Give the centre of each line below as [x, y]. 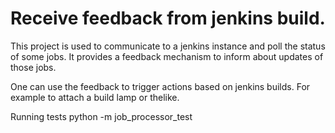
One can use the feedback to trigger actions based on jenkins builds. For [160, 86]
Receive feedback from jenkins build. [168, 18]
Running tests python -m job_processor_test [101, 116]
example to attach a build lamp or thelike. [95, 97]
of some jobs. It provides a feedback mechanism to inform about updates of [167, 56]
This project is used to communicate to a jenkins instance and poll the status [168, 46]
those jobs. [33, 67]
